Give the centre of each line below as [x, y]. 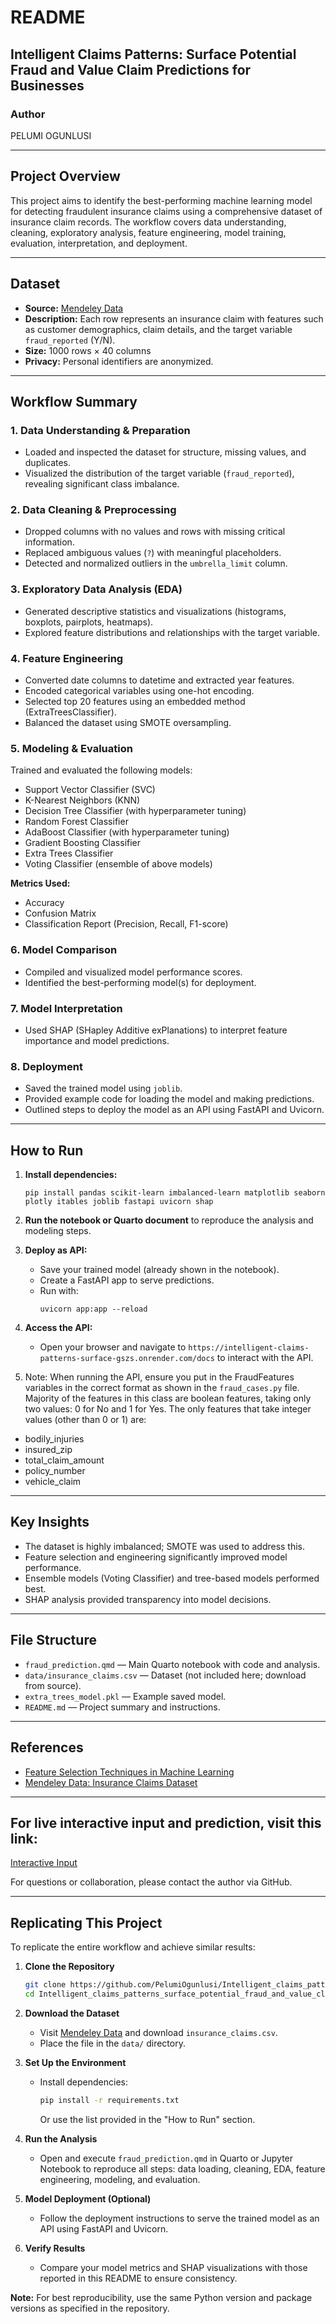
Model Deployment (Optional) [88, 2198]
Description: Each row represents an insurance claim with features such [174, 318]
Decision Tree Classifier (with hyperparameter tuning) [135, 811]
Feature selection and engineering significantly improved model [156, 1557]
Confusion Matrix [60, 913]
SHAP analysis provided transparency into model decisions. [148, 1599]
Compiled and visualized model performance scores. [133, 972]
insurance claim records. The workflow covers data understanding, [148, 222]
